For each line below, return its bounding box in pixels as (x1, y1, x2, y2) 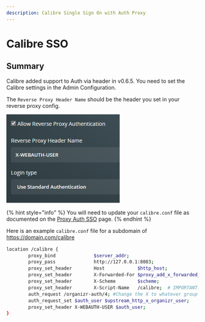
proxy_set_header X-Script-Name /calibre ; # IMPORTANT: (28, 284, 201, 291)
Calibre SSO (6, 37, 69, 51)
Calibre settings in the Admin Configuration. (6, 84, 117, 91)
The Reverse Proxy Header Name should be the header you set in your (6, 95, 180, 103)
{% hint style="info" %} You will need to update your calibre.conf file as (6, 209, 190, 216)
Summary (6, 61, 45, 71)
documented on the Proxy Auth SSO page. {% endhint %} (6, 215, 151, 223)
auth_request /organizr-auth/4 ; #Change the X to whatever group (28, 291, 198, 297)
